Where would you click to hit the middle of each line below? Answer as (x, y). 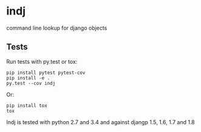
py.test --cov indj (31, 83)
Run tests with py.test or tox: (42, 61)
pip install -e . (28, 78)
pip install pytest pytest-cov (46, 73)
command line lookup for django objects (57, 28)
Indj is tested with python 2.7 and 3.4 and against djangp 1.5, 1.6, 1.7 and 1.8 (101, 122)
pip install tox (27, 105)
